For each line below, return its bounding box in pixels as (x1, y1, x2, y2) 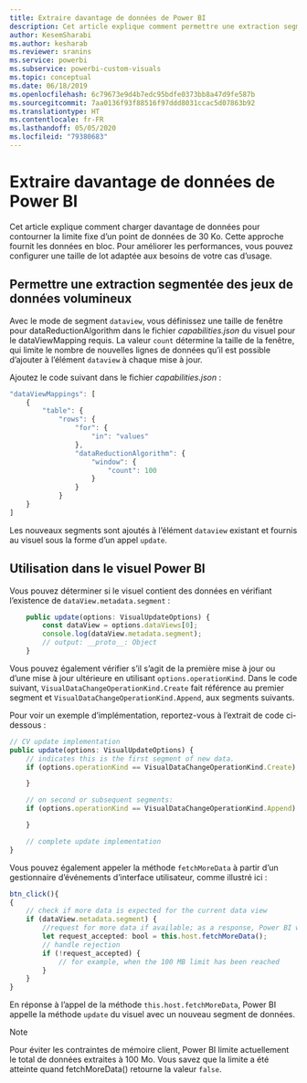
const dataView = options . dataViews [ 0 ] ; (42, 621, 198, 630)
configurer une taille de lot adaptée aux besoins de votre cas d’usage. (9, 250, 272, 261)
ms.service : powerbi (9, 56, 89, 65)
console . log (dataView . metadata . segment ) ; (42, 629, 203, 639)
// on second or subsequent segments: (26, 795, 174, 804)
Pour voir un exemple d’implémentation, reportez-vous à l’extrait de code (9, 710, 285, 720)
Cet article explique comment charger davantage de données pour (9, 221, 260, 232)
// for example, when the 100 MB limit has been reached (58, 957, 281, 966)
